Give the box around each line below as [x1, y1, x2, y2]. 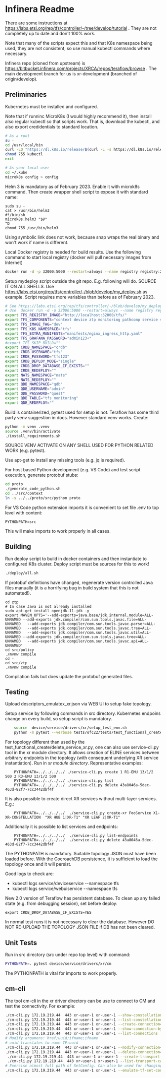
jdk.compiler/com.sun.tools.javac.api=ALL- [58, 638, 149, 643]
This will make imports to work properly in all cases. [5, 528, 111, 534]
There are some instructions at [5, 20, 68, 26]
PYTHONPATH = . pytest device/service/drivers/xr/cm [5, 961, 112, 966]
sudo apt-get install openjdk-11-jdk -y [5, 608, 90, 613]
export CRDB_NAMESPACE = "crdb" [5, 345, 68, 350]
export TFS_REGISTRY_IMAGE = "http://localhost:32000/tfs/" [5, 313, 127, 318]
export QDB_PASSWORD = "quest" [5, 391, 65, 396]
